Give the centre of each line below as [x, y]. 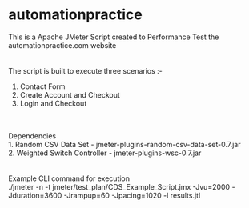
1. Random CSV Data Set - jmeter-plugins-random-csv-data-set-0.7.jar [124, 144]
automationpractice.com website [62, 45]
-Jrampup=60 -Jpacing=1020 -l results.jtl [132, 195]
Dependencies [32, 136]
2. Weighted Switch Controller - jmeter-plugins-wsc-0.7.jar [105, 153]
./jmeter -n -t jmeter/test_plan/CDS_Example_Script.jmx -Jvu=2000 [119, 186]
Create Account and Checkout [70, 94]
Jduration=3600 [35, 195]
